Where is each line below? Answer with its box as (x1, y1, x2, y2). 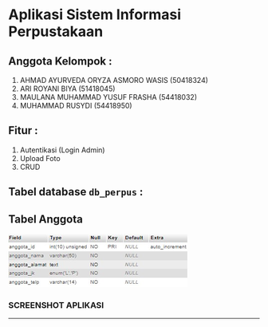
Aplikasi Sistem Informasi (8, 6, 182, 24)
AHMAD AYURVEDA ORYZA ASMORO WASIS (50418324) (19, 76, 209, 85)
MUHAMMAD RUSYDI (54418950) (19, 101, 133, 110)
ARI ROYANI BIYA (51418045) (19, 84, 116, 93)
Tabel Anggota (8, 212, 84, 226)
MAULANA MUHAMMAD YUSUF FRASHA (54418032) (19, 93, 198, 101)
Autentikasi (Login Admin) (19, 145, 105, 155)
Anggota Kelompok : (8, 54, 112, 68)
